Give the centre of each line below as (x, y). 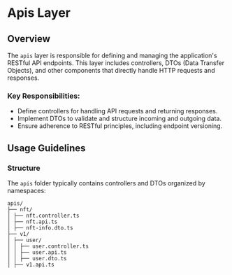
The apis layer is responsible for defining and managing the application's (113, 55)
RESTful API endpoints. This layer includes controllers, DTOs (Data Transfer (116, 63)
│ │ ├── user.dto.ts (37, 258)
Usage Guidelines (46, 148)
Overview (29, 39)
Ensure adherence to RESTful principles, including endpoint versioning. (120, 126)
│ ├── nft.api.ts (32, 222)
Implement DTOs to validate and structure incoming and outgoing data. (119, 119)
